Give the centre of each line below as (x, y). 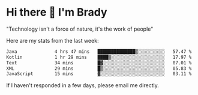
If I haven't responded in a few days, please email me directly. (82, 85)
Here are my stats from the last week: (52, 40)
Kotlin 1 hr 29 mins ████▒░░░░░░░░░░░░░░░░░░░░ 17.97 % (99, 57)
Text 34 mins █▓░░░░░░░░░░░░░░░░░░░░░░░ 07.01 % (99, 63)
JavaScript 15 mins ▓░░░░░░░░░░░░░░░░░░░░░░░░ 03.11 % (99, 74)
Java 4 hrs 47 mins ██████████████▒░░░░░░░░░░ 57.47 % (99, 51)
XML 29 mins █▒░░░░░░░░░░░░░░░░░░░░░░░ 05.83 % (99, 69)
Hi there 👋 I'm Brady (57, 12)
